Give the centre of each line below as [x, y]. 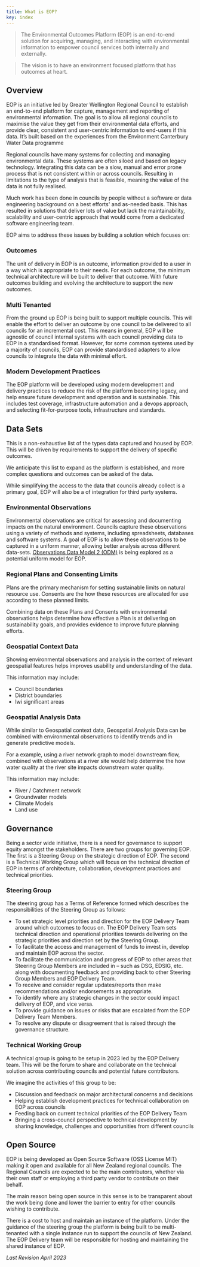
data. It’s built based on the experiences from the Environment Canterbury [97, 137]
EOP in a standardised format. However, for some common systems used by [100, 343]
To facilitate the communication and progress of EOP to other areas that [103, 960]
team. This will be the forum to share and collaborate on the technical [92, 1064]
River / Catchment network [48, 791]
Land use [26, 810]
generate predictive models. [41, 743]
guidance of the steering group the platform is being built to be [84, 1227]
